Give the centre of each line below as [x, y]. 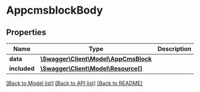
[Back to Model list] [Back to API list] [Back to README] [74, 83]
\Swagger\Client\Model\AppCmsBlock [96, 59]
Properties [26, 32]
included [22, 69]
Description [174, 49]
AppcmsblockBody [54, 10]
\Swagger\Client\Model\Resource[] [91, 69]
